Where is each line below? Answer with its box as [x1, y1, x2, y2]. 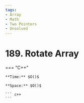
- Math [5, 17, 19, 22]
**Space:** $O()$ [5, 83, 42, 88]
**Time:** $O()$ [5, 74, 39, 80]
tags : [5, 7, 17, 13]
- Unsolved [5, 26, 28, 31]
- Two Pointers [5, 21, 37, 27]
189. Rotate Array [5, 48, 79, 60]
